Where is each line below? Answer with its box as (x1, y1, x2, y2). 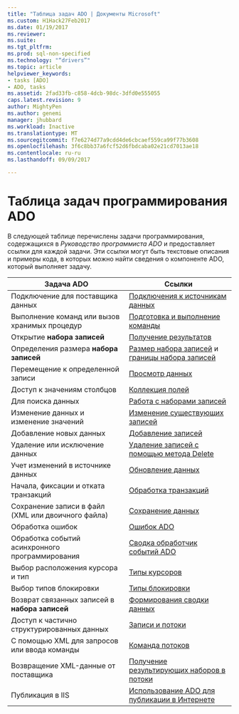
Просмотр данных (129, 368, 193, 378)
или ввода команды (11, 644, 80, 654)
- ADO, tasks (7, 83, 46, 90)
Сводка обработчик (129, 537, 198, 547)
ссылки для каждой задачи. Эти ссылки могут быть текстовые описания (7, 247, 230, 255)
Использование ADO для (129, 685, 216, 695)
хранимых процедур (11, 320, 83, 330)
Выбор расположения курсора (11, 562, 119, 572)
